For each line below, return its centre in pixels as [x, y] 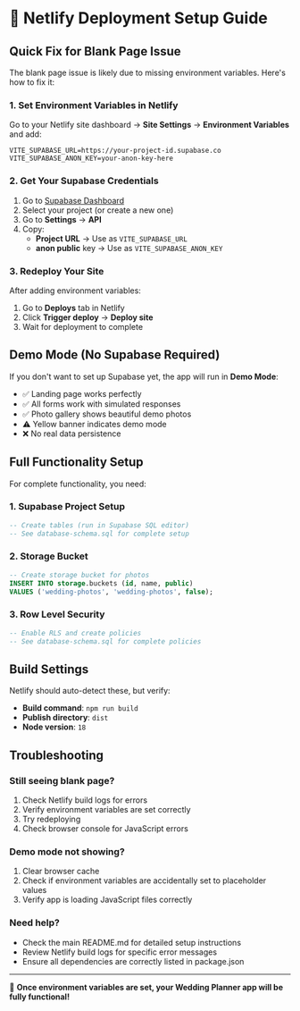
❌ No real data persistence [71, 434]
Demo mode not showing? [67, 851]
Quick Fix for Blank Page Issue [95, 51]
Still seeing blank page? [62, 780]
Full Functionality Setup [77, 463]
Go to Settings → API [62, 219]
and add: [25, 134]
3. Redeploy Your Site [57, 271]
